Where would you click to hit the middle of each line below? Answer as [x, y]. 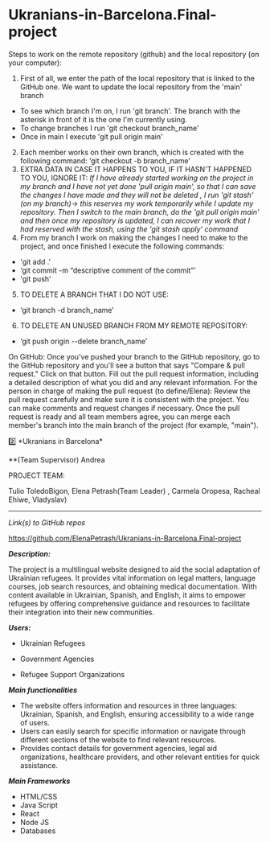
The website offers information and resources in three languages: [128, 705]
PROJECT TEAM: [37, 475]
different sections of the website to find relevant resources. [118, 739]
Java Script [39, 805]
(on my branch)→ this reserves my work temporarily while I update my [137, 203]
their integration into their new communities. [82, 612]
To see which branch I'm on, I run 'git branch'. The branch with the [130, 111]
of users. [35, 722]
